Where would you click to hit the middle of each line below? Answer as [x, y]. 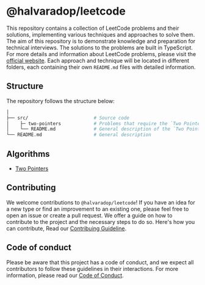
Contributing [31, 188]
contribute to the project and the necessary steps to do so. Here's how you [101, 222]
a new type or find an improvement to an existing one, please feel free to [98, 209]
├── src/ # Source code [68, 118]
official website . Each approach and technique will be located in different [98, 60]
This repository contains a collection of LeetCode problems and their [93, 28]
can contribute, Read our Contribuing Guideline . [67, 228]
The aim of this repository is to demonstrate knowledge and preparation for [101, 41]
